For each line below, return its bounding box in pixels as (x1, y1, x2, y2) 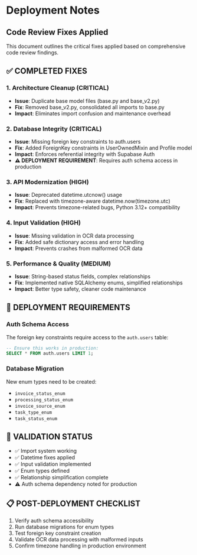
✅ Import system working (14, 447, 77, 455)
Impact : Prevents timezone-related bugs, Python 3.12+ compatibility (14, 204, 180, 211)
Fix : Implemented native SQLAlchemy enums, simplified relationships (14, 279, 183, 286)
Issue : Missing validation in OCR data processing (14, 232, 134, 239)
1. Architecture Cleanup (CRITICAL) (6, 84, 109, 92)
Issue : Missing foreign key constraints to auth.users (14, 138, 141, 145)
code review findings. (6, 49, 59, 56)
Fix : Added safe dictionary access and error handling (14, 238, 145, 245)
